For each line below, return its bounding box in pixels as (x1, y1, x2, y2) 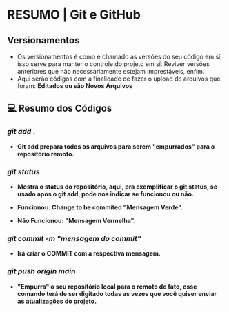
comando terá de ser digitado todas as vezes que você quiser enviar (17, 289, 217, 298)
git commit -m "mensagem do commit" (7, 233, 141, 243)
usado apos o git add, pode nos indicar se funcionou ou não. (17, 189, 195, 198)
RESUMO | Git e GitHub (7, 7, 141, 23)
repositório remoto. (17, 149, 74, 158)
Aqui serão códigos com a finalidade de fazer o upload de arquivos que (17, 74, 221, 83)
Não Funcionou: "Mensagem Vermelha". (17, 216, 136, 225)
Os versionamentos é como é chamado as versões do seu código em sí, (17, 52, 222, 61)
